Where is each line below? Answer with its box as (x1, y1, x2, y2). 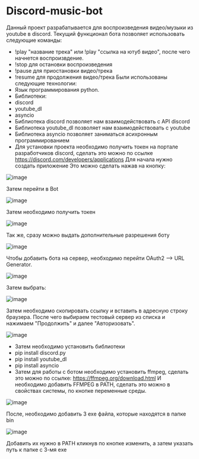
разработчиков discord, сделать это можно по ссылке (14, 149, 153, 156)
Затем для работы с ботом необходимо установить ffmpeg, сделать (14, 368, 189, 375)
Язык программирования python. (14, 86, 100, 93)
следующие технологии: (14, 79, 77, 87)
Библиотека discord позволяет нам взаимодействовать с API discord (14, 117, 190, 125)
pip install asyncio (14, 362, 59, 369)
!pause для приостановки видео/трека (14, 67, 113, 74)
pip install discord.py (14, 349, 67, 356)
